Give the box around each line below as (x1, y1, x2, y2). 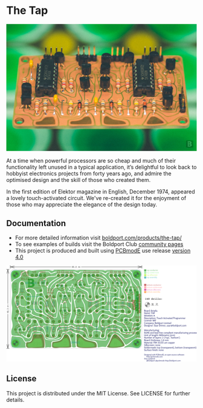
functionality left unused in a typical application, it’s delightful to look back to (6, 163, 198, 170)
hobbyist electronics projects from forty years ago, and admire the (6, 170, 172, 177)
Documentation (6, 218, 66, 228)
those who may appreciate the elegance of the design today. (6, 201, 158, 208)
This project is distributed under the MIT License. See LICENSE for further (6, 389, 190, 397)
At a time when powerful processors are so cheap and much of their (6, 157, 176, 164)
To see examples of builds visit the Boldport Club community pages (14, 241, 184, 248)
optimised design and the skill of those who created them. (6, 176, 151, 183)
